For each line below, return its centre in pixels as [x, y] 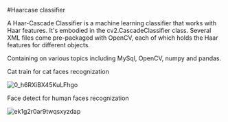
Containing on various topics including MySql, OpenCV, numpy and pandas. [114, 58]
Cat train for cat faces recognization [58, 72]
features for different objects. [49, 45]
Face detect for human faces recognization [68, 98]
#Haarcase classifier [36, 10]
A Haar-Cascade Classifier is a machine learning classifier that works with [112, 23]
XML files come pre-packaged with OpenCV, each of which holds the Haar [113, 38]
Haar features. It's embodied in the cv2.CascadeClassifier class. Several [109, 30]
